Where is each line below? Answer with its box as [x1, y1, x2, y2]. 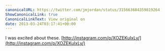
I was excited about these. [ [5, 35, 63, 41]
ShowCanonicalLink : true [5, 12, 58, 17]
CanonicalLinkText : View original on [5, 16, 85, 21]
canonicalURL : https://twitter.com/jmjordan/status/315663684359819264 [5, 7, 160, 12]
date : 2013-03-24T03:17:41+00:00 [5, 21, 76, 26]
